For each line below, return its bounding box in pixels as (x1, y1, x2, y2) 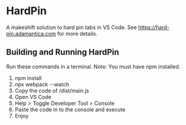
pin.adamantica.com (6, 30, 56, 37)
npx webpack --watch (14, 81, 70, 88)
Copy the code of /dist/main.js (14, 87, 89, 94)
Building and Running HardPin (6, 47, 119, 57)
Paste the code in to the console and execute (14, 105, 126, 113)
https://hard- (138, 24, 170, 31)
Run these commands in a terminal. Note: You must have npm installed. (6, 63, 181, 70)
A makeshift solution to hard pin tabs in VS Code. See (6, 24, 137, 31)
